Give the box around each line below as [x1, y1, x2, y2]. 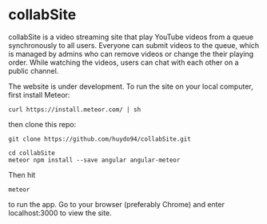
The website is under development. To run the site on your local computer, [8, 82, 253, 91]
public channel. [8, 66, 59, 75]
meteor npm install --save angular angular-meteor [8, 156, 181, 164]
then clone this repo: [8, 119, 77, 129]
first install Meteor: [8, 90, 70, 99]
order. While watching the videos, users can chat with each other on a [8, 58, 239, 67]
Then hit [8, 170, 36, 179]
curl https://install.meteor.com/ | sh [8, 106, 141, 114]
